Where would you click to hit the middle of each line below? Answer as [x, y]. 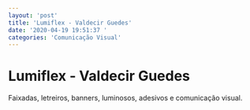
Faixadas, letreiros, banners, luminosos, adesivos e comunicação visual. [125, 98]
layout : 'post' [33, 15]
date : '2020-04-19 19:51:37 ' [58, 30]
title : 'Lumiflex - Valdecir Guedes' [70, 23]
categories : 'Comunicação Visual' [65, 37]
